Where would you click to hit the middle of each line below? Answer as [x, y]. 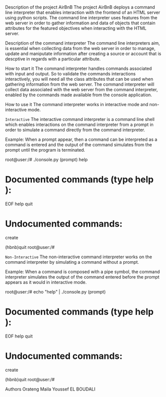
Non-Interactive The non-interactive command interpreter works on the [79, 257]
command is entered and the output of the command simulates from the [79, 145]
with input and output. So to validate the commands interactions [70, 74]
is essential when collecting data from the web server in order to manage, [80, 48]
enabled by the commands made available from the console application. [79, 95]
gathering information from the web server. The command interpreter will [80, 84]
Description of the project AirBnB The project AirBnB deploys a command [80, 7]
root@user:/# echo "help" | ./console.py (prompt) [55, 291]
